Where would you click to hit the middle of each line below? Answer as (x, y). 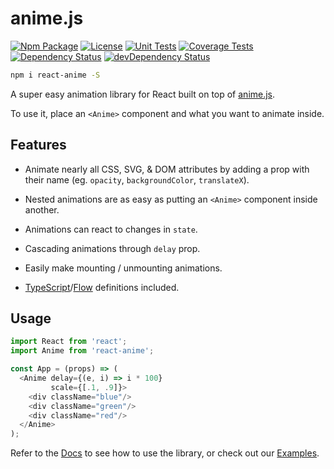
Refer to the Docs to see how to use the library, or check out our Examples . (165, 453)
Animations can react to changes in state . (111, 229)
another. (42, 209)
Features (38, 145)
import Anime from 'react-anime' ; (82, 351)
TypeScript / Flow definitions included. (102, 287)
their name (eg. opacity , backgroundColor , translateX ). (137, 179)
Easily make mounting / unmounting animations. (123, 268)
